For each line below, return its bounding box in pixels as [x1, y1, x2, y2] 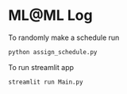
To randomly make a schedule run [8, 33, 120, 42]
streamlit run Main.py [8, 78, 83, 86]
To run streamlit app [8, 62, 74, 72]
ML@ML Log [8, 6, 93, 25]
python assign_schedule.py [8, 48, 98, 56]
